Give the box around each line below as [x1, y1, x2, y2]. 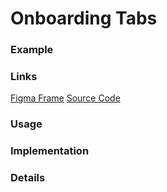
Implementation [10, 144, 90, 158]
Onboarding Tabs [10, 7, 158, 30]
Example [10, 43, 54, 57]
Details [10, 171, 46, 185]
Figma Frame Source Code [10, 92, 121, 104]
